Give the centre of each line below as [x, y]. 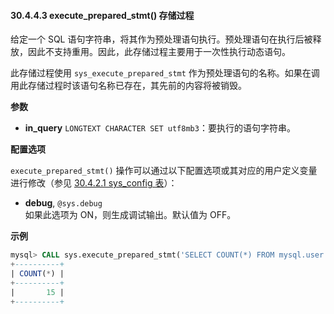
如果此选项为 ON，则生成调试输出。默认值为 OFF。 [130, 215]
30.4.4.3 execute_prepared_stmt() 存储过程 [102, 15]
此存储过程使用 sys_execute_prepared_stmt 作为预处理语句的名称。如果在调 [165, 73]
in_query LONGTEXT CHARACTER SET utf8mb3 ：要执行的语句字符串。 [160, 128]
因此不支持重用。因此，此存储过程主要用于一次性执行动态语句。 [159, 52]
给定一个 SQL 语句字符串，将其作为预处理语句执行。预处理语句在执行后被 [161, 39]
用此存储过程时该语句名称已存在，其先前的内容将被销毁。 [128, 86]
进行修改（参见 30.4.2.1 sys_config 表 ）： [94, 183]
